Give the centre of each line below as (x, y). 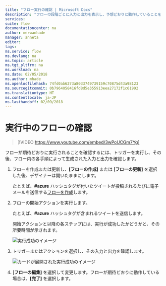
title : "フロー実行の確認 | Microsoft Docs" (49, 10)
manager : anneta (22, 38)
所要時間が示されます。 (36, 230)
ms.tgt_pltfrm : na (24, 65)
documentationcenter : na (31, 28)
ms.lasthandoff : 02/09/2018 (34, 102)
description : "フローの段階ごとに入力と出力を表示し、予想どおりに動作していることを (83, 14)
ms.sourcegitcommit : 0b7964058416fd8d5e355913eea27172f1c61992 (72, 88)
